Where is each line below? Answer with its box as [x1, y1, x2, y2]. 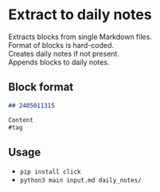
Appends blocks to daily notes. [8, 57, 110, 67]
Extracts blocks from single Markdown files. [8, 32, 153, 41]
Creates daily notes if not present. [8, 49, 119, 58]
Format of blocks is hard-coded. [8, 40, 114, 49]
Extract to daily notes [8, 6, 153, 24]
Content [8, 116, 34, 124]
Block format [8, 80, 74, 94]
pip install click [19, 168, 81, 176]
